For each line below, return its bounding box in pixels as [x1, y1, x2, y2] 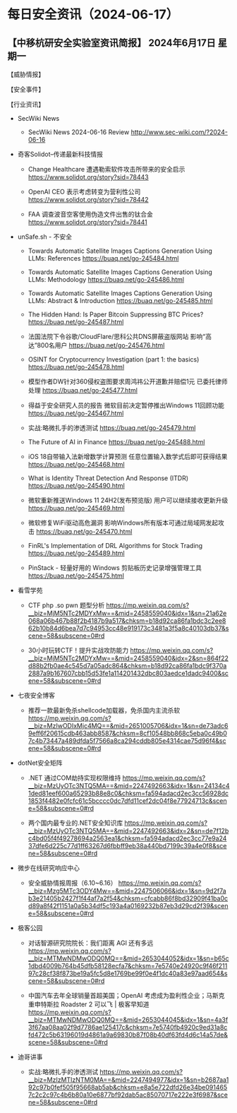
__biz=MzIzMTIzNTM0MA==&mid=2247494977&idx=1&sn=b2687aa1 [28, 1076, 229, 1084]
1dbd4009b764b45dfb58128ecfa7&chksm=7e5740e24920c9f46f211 [28, 962, 228, 970]
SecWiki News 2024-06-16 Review [28, 128, 130, 136]
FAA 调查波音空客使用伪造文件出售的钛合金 [28, 210, 154, 218]
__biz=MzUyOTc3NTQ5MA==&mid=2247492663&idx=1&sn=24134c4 [28, 782, 230, 790]
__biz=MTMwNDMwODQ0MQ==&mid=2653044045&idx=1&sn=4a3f [28, 1016, 229, 1024]
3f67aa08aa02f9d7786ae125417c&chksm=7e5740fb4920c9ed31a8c [28, 1023, 228, 1031]
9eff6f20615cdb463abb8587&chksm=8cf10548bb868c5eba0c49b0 [28, 729, 228, 737]
